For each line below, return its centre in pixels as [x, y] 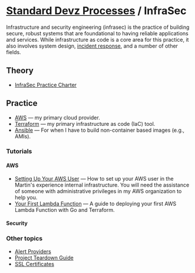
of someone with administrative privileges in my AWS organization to [98, 191]
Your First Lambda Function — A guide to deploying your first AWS [95, 204]
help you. [26, 197]
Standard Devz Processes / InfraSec [96, 11]
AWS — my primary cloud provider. [57, 117]
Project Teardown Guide [44, 258]
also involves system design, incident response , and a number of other [92, 46]
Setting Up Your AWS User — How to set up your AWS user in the [94, 178]
